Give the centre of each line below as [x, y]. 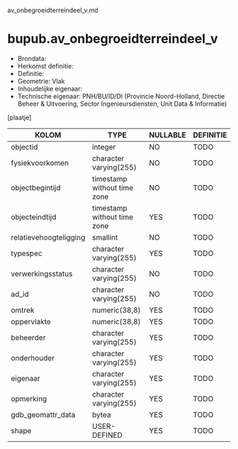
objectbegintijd [36, 187]
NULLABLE [167, 135]
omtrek [23, 310]
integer [104, 147]
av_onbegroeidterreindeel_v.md [53, 10]
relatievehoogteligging [48, 237]
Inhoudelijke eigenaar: [50, 89]
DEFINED [107, 435]
